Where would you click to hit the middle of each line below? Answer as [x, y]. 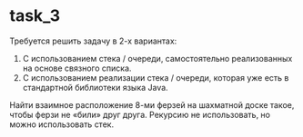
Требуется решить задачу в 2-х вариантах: [93, 41]
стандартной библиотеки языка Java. [95, 87]
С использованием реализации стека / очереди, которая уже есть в [156, 77]
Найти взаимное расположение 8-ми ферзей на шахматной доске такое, [152, 104]
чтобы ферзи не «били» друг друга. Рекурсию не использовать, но [140, 114]
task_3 [35, 16]
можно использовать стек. [62, 124]
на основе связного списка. [77, 68]
